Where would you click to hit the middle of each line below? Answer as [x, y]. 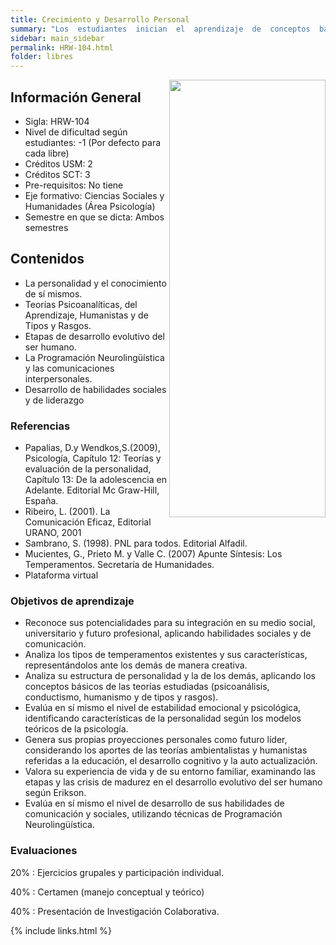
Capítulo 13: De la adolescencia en [95, 480]
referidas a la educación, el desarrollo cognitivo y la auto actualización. [171, 761]
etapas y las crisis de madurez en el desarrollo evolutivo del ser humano [173, 782]
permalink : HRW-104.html [62, 47]
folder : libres [42, 57]
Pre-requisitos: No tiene [74, 185]
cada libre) [47, 153]
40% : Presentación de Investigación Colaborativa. [115, 911]
